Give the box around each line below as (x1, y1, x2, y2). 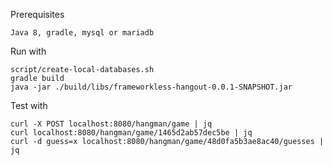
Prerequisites (10, 9, 65, 20)
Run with (10, 45, 47, 57)
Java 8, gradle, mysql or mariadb (10, 28, 155, 38)
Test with (10, 100, 48, 111)
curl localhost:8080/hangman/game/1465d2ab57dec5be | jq (10, 128, 253, 138)
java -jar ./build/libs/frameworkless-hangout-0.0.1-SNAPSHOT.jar (10, 82, 293, 92)
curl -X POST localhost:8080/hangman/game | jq (10, 119, 213, 129)
